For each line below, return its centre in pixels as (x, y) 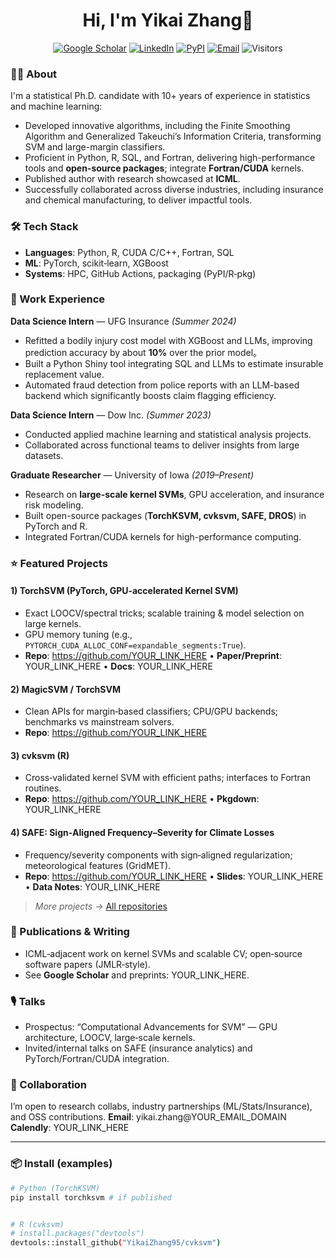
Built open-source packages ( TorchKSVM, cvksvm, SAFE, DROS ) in (165, 515)
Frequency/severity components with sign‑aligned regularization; (158, 855)
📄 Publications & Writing (70, 932)
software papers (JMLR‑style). (87, 964)
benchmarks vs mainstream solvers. (99, 722)
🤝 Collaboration (49, 1085)
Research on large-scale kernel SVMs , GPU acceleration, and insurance (174, 494)
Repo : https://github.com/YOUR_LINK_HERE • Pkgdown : (142, 799)
